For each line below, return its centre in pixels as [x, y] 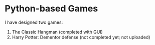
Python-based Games [51, 9]
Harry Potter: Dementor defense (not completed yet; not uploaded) [81, 37]
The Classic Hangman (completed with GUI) [57, 32]
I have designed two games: [34, 22]
